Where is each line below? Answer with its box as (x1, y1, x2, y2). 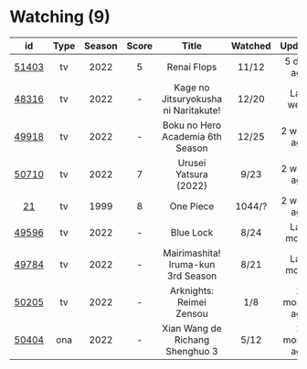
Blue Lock (170, 226, 214, 238)
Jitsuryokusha (161, 92, 223, 105)
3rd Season (166, 269, 217, 282)
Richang (174, 333, 210, 346)
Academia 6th (161, 130, 222, 142)
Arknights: (169, 284, 215, 297)
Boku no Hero (162, 119, 222, 132)
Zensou (175, 307, 208, 320)
